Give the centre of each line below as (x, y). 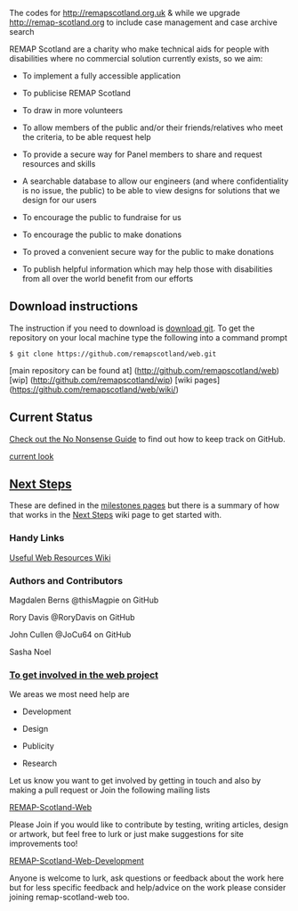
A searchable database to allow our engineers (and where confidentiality (155, 181)
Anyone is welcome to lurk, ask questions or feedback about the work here (147, 878)
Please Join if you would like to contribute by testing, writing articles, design (149, 825)
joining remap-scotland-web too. (70, 897)
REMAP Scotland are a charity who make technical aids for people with (139, 49)
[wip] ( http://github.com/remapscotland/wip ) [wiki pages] (115, 380)
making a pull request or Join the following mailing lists (110, 790)
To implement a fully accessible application (101, 76)
